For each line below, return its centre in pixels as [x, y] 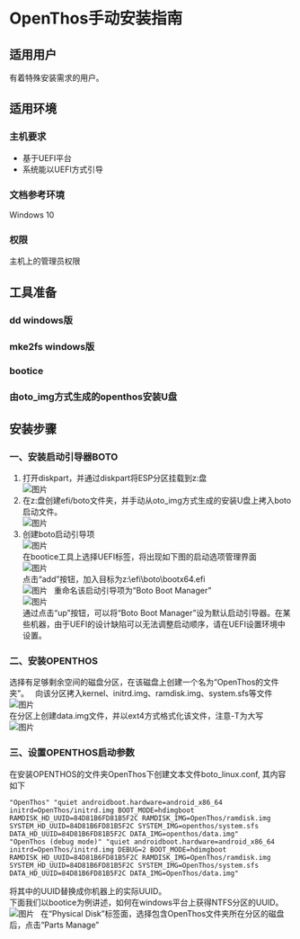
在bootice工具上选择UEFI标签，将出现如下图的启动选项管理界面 [140, 557]
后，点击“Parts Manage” [54, 925]
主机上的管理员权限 [45, 261]
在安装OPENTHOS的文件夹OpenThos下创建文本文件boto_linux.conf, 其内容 [148, 774]
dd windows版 [41, 320]
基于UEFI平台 [47, 157]
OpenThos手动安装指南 [96, 18]
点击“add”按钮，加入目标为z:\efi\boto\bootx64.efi [114, 579]
